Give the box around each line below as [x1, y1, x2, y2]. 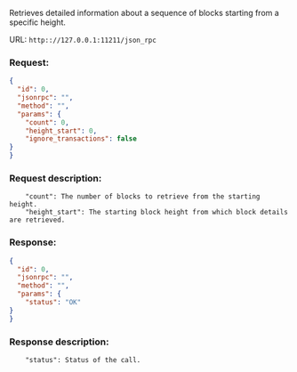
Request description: [9, 172, 102, 184]
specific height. [9, 17, 67, 28]
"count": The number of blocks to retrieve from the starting [25, 192, 261, 201]
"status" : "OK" [25, 298, 82, 307]
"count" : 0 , [25, 117, 69, 127]
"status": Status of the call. [25, 355, 141, 364]
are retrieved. [9, 215, 66, 225]
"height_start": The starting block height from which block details [25, 208, 289, 217]
